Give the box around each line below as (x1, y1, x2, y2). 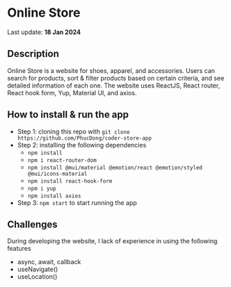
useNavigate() (17, 265, 58, 274)
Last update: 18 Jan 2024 (7, 28, 81, 36)
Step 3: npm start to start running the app (17, 198, 137, 206)
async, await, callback (17, 258, 81, 266)
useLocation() (17, 272, 58, 281)
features (7, 245, 31, 253)
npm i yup (27, 185, 57, 192)
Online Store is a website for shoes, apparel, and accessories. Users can (7, 66, 216, 74)
